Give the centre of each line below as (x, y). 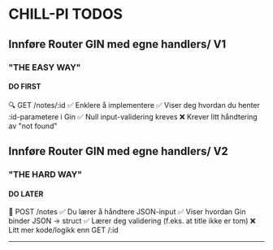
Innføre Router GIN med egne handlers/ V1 (117, 44)
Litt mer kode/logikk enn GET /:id (64, 230)
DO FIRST (25, 87)
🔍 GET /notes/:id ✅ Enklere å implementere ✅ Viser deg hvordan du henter (134, 105)
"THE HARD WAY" (45, 175)
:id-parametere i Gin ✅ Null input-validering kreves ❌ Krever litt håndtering (133, 116)
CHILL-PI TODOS (66, 14)
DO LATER (26, 194)
